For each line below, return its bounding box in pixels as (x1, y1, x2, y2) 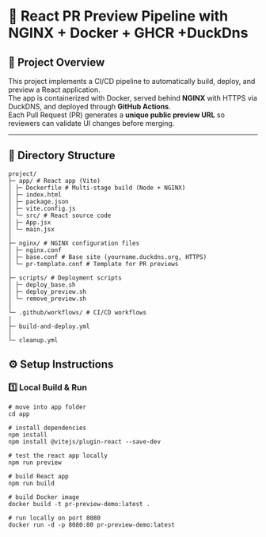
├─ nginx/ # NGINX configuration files (8, 239, 140, 247)
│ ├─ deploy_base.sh (8, 280, 77, 288)
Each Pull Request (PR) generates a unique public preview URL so (8, 110, 226, 120)
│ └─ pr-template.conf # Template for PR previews (8, 260, 179, 268)
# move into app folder (8, 403, 87, 411)
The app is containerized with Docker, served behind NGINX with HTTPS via (8, 93, 257, 102)
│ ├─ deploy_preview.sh (8, 288, 87, 295)
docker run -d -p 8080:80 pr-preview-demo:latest (8, 520, 176, 529)
